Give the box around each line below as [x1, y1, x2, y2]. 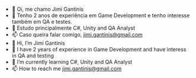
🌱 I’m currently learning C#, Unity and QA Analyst [11, 58, 133, 65]
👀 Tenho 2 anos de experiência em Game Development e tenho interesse [11, 12, 190, 19]
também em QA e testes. [11, 18, 72, 25]
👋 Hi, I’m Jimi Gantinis [11, 40, 65, 47]
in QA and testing [11, 52, 54, 59]
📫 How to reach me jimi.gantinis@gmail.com [11, 65, 122, 72]
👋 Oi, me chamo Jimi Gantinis [11, 6, 84, 12]
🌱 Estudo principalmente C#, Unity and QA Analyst [11, 24, 136, 31]
